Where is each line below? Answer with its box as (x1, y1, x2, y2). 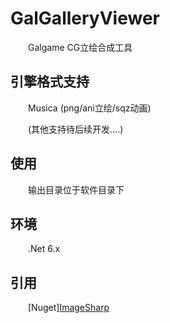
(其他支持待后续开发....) (28, 123, 124, 135)
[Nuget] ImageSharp (28, 302, 110, 314)
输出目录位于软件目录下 (28, 183, 125, 196)
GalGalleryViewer (10, 7, 160, 30)
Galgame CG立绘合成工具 (28, 41, 133, 53)
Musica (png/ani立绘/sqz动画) (28, 102, 152, 114)
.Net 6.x (28, 243, 61, 255)
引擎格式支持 (10, 73, 90, 91)
